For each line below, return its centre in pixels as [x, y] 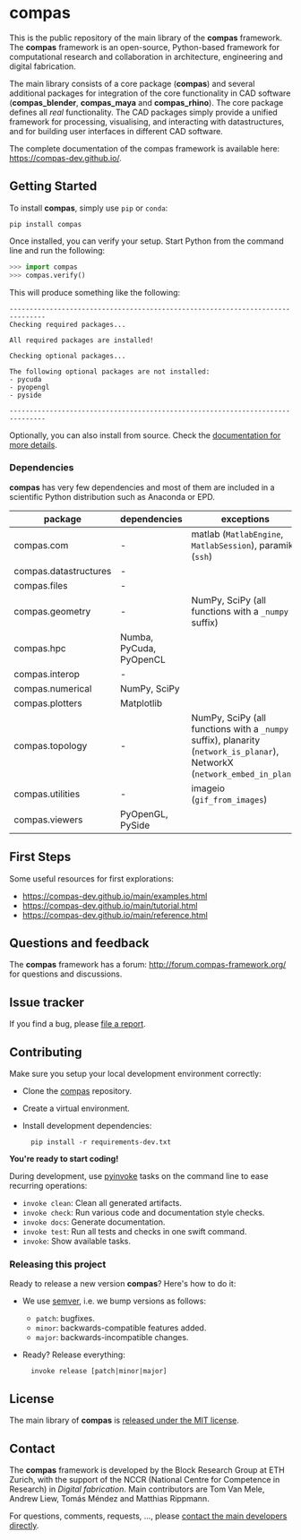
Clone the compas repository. [77, 1091]
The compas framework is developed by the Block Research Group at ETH [147, 1470]
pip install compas [46, 224]
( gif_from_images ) [229, 799]
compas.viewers [48, 820]
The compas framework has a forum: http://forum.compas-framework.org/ [148, 965]
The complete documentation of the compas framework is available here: [145, 148]
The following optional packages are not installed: [110, 371]
